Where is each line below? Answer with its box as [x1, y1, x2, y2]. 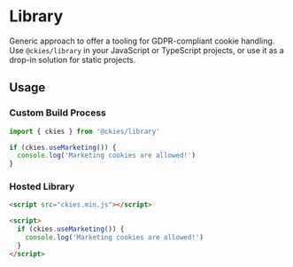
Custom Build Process [9, 106, 106, 119]
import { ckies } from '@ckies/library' [9, 127, 161, 136]
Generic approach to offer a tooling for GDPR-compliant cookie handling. [9, 35, 275, 46]
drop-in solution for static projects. [9, 54, 136, 65]
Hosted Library [9, 180, 75, 192]
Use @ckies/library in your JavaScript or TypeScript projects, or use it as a [9, 44, 285, 55]
